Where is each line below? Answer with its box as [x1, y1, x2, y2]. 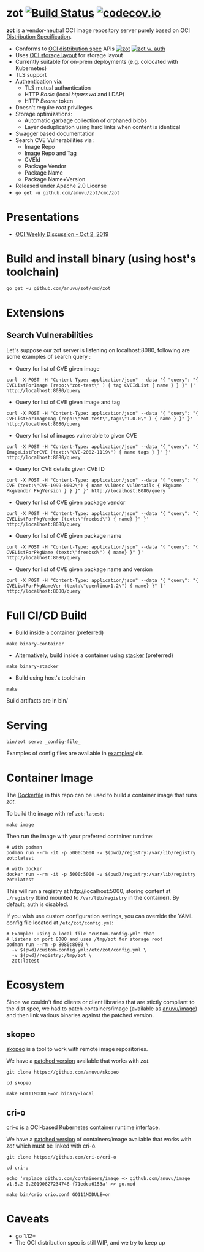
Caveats [6, 1212, 50, 1226]
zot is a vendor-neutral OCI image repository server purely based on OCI [6, 26, 190, 34]
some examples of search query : [6, 353, 91, 360]
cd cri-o [6, 1165, 29, 1171]
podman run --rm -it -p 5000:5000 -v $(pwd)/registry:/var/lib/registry [6, 849, 196, 856]
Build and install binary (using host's [6, 252, 197, 266]
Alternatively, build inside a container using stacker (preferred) [15, 652, 173, 659]
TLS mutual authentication [24, 84, 91, 92]
